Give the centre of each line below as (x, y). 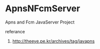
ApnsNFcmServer (43, 9)
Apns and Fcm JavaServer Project (40, 22)
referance (15, 31)
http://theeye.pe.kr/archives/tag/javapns (53, 41)
